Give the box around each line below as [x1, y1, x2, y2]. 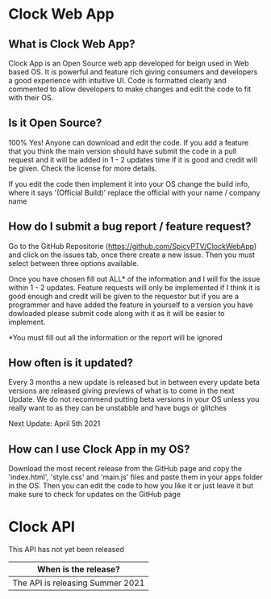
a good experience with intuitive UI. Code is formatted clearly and [8, 76, 227, 85]
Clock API [8, 518, 75, 536]
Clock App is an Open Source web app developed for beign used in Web [8, 58, 249, 68]
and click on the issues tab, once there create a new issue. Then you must [8, 250, 256, 259]
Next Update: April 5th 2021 [8, 419, 101, 428]
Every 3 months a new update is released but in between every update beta [8, 378, 261, 387]
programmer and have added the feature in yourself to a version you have [8, 300, 254, 310]
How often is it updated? [8, 356, 134, 370]
